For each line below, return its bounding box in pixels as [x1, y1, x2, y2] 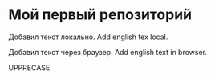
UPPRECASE [8, 62, 51, 73]
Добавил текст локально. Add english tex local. [8, 32, 168, 41]
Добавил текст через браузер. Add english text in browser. [8, 47, 207, 57]
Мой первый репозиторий [8, 6, 193, 24]
